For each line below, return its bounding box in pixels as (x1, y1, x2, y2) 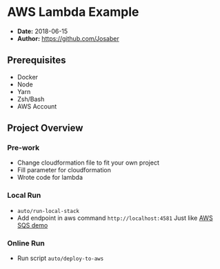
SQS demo (17, 221, 48, 229)
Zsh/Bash (17, 95, 45, 103)
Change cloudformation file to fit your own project (17, 158, 160, 167)
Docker (17, 73, 39, 81)
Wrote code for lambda (17, 174, 83, 182)
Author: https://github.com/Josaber (17, 34, 119, 42)
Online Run (7, 238, 45, 248)
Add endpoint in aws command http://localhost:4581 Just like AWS (17, 214, 213, 222)
